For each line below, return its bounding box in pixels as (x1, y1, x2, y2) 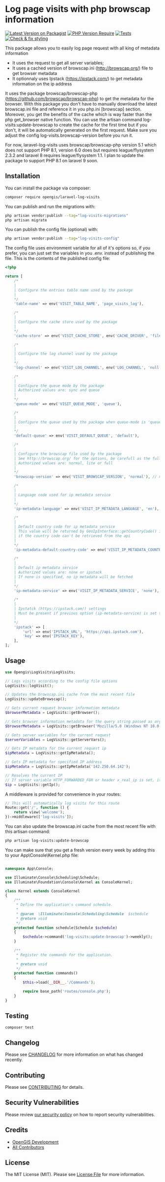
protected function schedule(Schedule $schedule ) (14, 925, 118, 930)
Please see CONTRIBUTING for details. (5, 1084, 84, 1090)
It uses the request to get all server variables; (12, 60, 104, 66)
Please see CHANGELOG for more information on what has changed (5, 1052, 143, 1058)
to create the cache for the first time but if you (54, 122, 147, 128)
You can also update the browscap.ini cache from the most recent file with (5, 823, 156, 829)
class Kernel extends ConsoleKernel (5, 888, 80, 893)
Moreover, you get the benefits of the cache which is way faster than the (5, 111, 152, 117)
